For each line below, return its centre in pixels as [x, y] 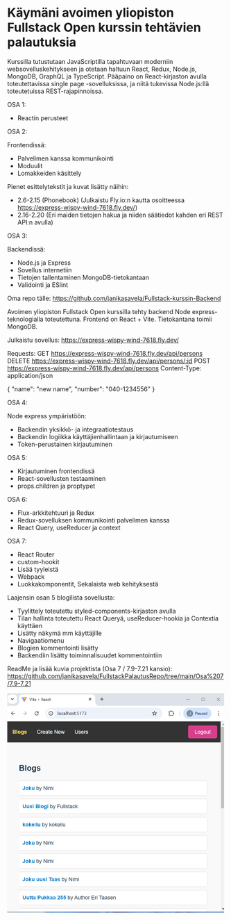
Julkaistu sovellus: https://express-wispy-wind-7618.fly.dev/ [93, 340]
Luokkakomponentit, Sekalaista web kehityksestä [88, 584]
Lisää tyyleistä [38, 569]
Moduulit [30, 165]
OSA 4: [17, 402]
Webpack [31, 576]
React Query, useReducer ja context [69, 527]
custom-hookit [38, 561]
